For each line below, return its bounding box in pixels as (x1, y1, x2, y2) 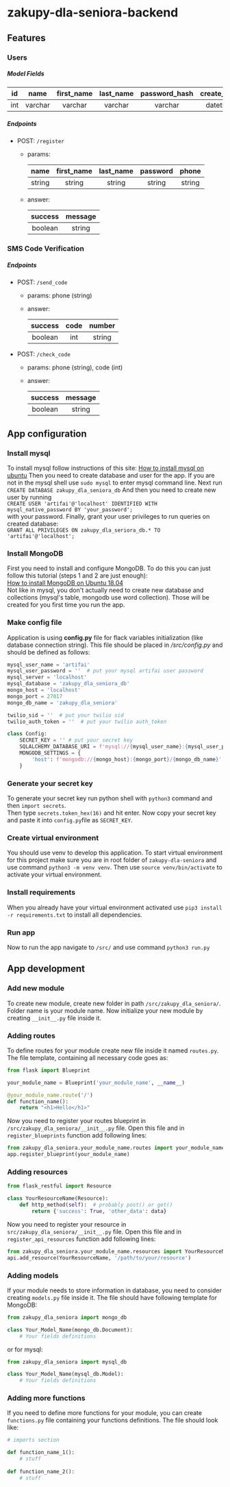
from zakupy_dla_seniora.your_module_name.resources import (7, 1248, 183, 1255)
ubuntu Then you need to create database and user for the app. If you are (7, 471, 215, 480)
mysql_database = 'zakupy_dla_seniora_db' (7, 680, 130, 687)
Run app (7, 927, 36, 937)
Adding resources (7, 1167, 68, 1177)
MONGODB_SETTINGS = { (19, 750, 81, 757)
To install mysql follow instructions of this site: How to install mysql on (7, 464, 204, 472)
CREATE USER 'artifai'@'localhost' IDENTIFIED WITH (7, 500, 157, 508)
